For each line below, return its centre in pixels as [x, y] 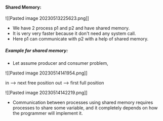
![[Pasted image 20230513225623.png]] [47, 18]
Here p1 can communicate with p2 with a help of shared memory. [80, 39]
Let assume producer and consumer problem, [60, 63]
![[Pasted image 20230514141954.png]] [46, 73]
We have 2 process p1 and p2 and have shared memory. [71, 28]
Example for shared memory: [37, 50]
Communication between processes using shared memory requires [83, 103]
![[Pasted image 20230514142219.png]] [46, 93]
